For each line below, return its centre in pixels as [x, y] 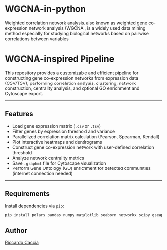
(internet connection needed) [42, 173]
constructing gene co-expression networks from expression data [72, 78]
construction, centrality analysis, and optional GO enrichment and [72, 88]
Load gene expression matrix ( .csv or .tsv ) [56, 126]
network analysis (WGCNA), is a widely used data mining [87, 28]
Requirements [27, 194]
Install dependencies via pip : [35, 206]
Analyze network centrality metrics [48, 158]
